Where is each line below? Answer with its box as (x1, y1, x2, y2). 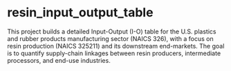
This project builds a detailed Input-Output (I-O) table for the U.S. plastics (7, 27, 216, 35)
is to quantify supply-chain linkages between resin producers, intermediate (7, 49, 221, 57)
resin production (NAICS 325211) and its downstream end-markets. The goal (7, 42, 225, 50)
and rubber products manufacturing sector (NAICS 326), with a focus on (7, 34, 214, 42)
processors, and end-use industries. (7, 56, 111, 64)
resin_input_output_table (7, 5, 154, 20)
